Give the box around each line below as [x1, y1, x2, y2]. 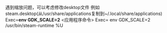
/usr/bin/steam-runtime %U [5, 22, 63, 28]
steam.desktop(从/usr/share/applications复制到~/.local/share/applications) [5, 10, 162, 16]
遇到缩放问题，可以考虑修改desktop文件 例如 [5, 4, 100, 10]
